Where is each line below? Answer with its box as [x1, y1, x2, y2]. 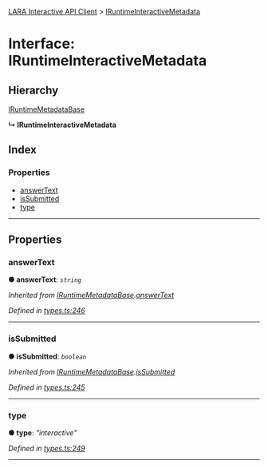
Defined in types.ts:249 [8, 443, 85, 453]
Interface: [8, 35, 76, 53]
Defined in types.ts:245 [8, 383, 85, 392]
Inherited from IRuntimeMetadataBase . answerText [8, 291, 175, 300]
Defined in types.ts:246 [8, 306, 85, 315]
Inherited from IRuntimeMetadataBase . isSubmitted [8, 367, 175, 376]
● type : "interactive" [8, 427, 77, 438]
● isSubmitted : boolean [8, 351, 87, 361]
